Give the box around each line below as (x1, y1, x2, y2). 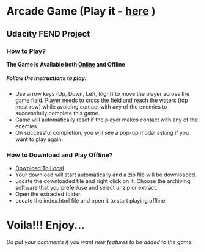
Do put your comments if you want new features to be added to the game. (6, 239, 194, 246)
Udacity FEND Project (6, 29, 90, 39)
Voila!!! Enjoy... (6, 218, 86, 232)
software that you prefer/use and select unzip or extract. (15, 184, 158, 192)
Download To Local (15, 165, 64, 172)
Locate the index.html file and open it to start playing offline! (15, 197, 167, 204)
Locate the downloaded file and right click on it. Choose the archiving (15, 178, 191, 185)
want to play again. (15, 135, 64, 143)
